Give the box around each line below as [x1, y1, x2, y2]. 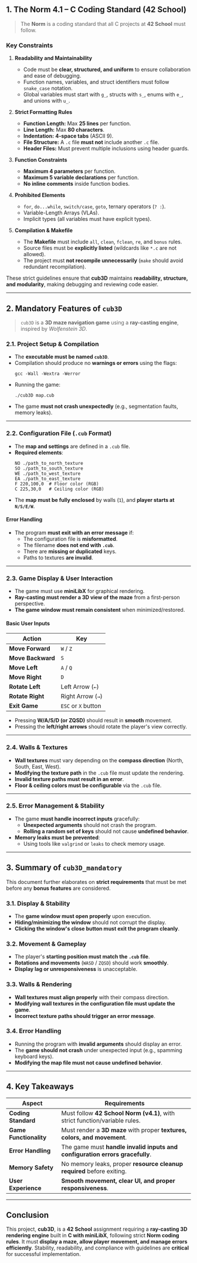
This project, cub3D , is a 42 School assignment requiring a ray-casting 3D [6, 1225, 188, 1233]
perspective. [14, 600, 45, 607]
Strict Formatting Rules [14, 109, 73, 116]
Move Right [9, 673, 42, 681]
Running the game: [14, 381, 60, 388]
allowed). [23, 251, 46, 258]
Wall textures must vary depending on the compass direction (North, [14, 756, 184, 763]
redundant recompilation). [23, 263, 86, 270]
